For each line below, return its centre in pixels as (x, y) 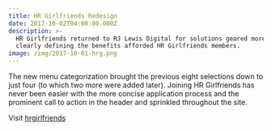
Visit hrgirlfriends (37, 118)
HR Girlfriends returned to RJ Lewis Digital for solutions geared (132, 38)
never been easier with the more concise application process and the (124, 93)
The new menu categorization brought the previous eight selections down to (136, 76)
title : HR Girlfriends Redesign (63, 16)
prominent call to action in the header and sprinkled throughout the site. (128, 102)
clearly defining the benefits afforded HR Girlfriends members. (128, 46)
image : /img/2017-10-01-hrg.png (63, 53)
